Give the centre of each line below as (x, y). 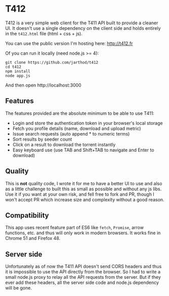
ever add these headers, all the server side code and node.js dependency (82, 283)
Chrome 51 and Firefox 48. (33, 238)
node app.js (18, 76)
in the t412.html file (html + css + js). (44, 33)
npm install (18, 71)
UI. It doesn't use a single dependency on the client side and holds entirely (83, 28)
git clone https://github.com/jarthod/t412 (52, 62)
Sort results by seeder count (42, 139)
